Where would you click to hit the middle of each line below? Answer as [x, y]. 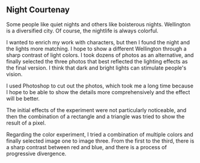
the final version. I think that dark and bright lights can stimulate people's [96, 68]
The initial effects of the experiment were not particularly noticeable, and [96, 110]
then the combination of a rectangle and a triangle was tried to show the [95, 116]
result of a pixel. [26, 123]
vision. [14, 74]
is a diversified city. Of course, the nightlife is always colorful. [82, 31]
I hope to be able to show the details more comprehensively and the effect [98, 92]
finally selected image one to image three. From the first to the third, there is [100, 141]
